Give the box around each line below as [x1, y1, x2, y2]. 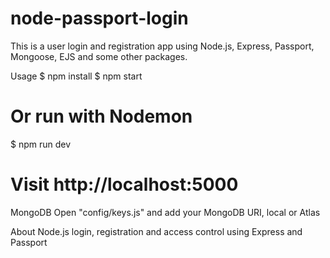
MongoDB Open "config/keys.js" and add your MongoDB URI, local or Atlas [10, 206, 321, 218]
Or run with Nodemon [10, 105, 193, 128]
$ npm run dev [10, 138, 72, 150]
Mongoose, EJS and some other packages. [10, 50, 188, 62]
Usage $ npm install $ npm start [10, 70, 143, 82]
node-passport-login [10, 7, 189, 30]
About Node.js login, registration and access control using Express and [10, 225, 303, 237]
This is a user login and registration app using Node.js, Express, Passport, [10, 40, 315, 52]
